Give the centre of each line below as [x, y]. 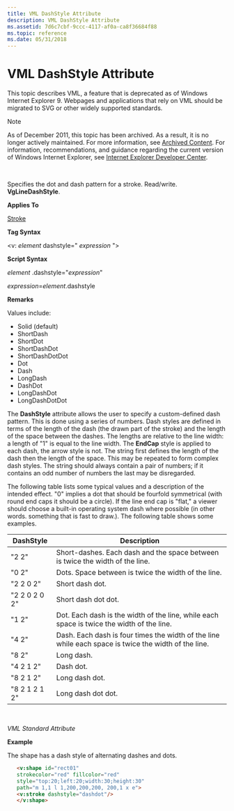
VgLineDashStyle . [34, 191]
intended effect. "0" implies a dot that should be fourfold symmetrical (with [115, 494]
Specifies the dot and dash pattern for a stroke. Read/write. [92, 184]
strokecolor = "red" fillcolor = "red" [68, 774]
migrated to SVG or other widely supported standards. [85, 108]
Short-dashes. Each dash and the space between [138, 553]
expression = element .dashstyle [51, 286]
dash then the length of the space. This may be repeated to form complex [113, 458]
